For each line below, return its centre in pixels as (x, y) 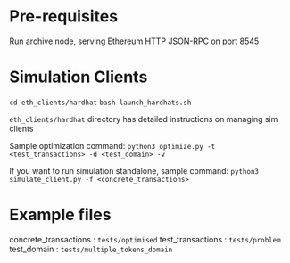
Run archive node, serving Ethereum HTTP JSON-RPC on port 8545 (134, 41)
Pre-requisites (64, 16)
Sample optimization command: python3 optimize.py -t (112, 145)
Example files (60, 215)
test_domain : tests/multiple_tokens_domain (91, 249)
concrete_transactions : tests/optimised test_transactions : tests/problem (145, 239)
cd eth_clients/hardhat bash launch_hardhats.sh (100, 103)
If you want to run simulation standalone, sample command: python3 (134, 170)
